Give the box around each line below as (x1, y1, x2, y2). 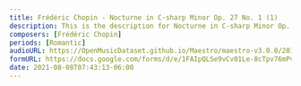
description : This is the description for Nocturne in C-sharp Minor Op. (9, 21, 291, 30)
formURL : (9, 55, 42, 64)
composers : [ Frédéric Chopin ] (9, 30, 123, 39)
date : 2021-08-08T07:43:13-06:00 (9, 64, 134, 73)
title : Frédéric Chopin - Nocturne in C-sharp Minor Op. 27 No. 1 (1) (9, 13, 279, 22)
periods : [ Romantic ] (9, 38, 87, 47)
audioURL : (9, 47, 47, 56)
